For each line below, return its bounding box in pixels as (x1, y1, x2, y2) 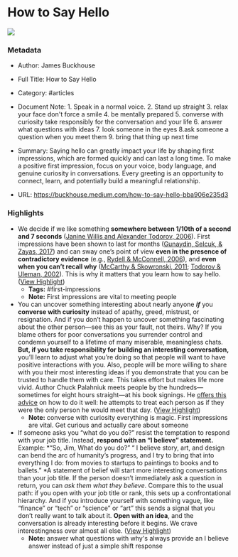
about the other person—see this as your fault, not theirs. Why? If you (17, 323, 222, 331)
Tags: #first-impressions (28, 285, 101, 293)
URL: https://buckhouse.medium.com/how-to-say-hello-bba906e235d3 (17, 190, 229, 199)
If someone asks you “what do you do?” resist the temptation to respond (17, 428, 230, 437)
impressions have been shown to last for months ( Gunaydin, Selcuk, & (17, 239, 223, 248)
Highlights (7, 208, 44, 218)
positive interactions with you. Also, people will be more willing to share (17, 360, 227, 369)
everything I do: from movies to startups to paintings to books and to (17, 458, 219, 467)
